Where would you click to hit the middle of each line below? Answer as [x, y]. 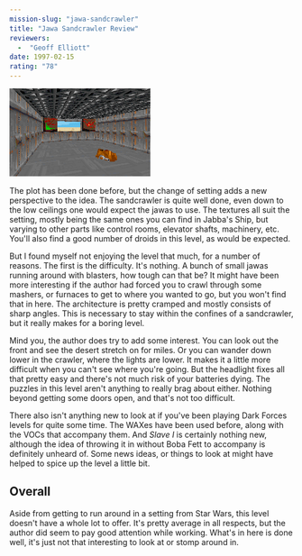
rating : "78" [34, 67]
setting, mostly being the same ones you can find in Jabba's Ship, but [139, 219]
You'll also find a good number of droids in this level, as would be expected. [150, 238]
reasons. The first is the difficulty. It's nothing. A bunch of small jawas [139, 265]
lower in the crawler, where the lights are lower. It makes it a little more [140, 360]
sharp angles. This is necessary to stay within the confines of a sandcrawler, [151, 314]
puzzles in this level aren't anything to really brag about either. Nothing [141, 388]
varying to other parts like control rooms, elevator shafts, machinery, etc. [144, 229]
